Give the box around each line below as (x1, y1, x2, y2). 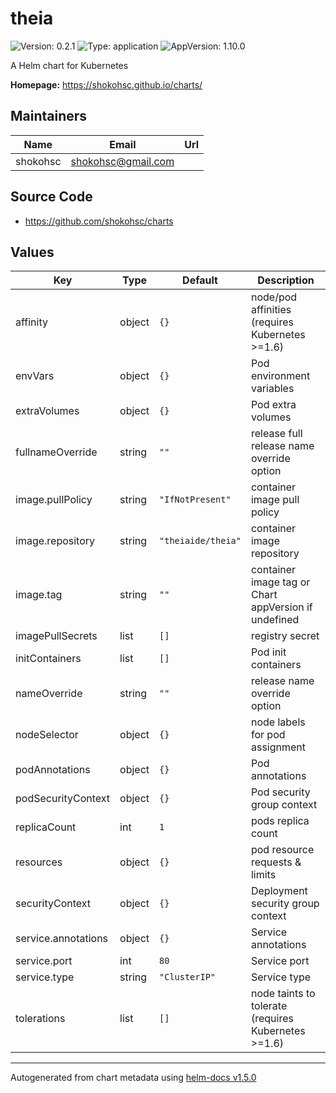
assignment (250, 740, 307, 754)
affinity (15, 315, 48, 329)
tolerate (250, 999, 288, 1013)
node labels (250, 715, 306, 729)
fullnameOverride (15, 445, 98, 459)
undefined (250, 613, 300, 627)
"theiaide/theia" (159, 535, 242, 547)
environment (250, 369, 311, 383)
